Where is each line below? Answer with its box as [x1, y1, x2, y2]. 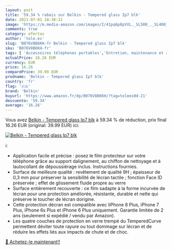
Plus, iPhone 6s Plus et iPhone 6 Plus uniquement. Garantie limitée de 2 [12, 207, 164, 213]
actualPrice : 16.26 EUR [5, 55, 56, 60]
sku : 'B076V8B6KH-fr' [5, 46, 52, 51]
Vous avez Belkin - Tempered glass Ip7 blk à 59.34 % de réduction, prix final [5, 117, 167, 123]
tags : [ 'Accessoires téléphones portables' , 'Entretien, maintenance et [5, 50, 164, 55]
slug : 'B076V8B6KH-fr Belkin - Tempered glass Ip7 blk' [5, 41, 127, 46]
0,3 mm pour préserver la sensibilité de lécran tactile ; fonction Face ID [12, 175, 162, 181]
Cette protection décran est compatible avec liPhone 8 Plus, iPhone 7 [12, 202, 159, 208]
